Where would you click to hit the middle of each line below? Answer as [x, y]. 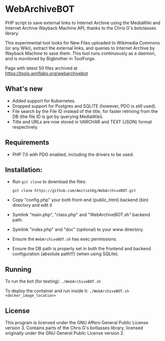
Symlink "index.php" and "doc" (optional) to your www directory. [78, 229]
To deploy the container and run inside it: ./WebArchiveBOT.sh [67, 291]
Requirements [27, 142]
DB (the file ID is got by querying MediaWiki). [58, 116]
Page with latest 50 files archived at [41, 68]
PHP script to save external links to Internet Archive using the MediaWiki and [83, 23]
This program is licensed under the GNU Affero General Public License [77, 322]
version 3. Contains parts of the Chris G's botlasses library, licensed [74, 328]
